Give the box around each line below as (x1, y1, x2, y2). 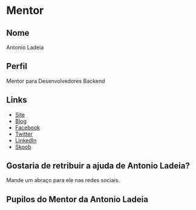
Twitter (15, 130, 33, 137)
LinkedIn (15, 137, 37, 144)
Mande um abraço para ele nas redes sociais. (6, 177, 120, 184)
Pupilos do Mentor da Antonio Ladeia (6, 194, 148, 205)
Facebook (15, 123, 41, 131)
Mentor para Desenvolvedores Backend (6, 77, 105, 85)
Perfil (6, 61, 27, 71)
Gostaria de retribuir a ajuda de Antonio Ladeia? (6, 161, 191, 171)
